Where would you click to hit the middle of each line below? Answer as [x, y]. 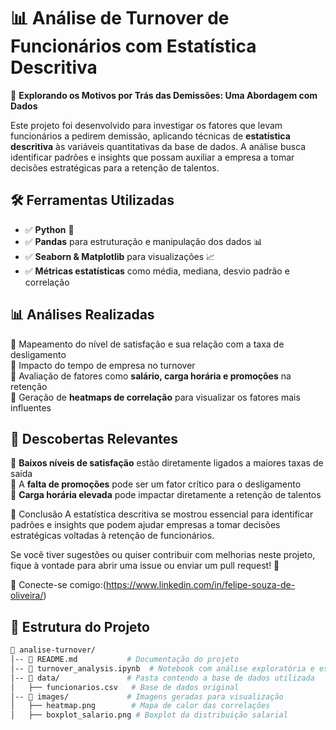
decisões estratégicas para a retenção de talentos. [115, 167]
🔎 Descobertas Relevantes [94, 438]
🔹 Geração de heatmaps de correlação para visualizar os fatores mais [155, 397]
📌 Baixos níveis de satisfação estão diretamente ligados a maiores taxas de [167, 463]
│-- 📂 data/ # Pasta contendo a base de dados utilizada [162, 678]
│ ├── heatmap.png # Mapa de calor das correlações [140, 706]
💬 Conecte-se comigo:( [58, 585]
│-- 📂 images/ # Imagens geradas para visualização [147, 696]
